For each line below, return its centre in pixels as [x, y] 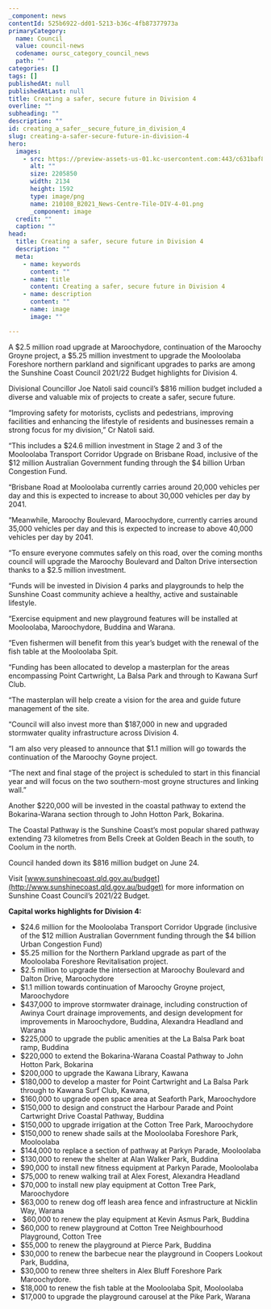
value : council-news [50, 46]
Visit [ [18, 878]
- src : [34, 159]
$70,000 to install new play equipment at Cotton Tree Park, [118, 1184]
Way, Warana [42, 1210]
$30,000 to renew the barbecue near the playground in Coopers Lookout [141, 1253]
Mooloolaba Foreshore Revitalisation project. [94, 961]
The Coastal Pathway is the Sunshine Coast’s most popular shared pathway [134, 829]
